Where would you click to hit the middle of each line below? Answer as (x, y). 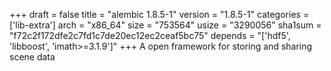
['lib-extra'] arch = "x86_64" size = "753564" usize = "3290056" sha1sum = (165, 25)
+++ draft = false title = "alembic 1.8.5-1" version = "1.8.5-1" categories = (159, 14)
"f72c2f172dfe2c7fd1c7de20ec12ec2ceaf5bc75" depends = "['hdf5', (150, 35)
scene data (32, 57)
